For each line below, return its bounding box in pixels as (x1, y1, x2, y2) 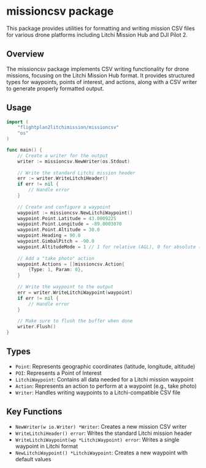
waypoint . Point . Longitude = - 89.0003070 (17, 221, 122, 228)
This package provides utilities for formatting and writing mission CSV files (6, 25, 195, 32)
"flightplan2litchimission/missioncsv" (17, 125, 120, 131)
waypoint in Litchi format (15, 442, 78, 450)
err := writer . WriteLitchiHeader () (17, 175, 109, 182)
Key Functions (6, 407, 63, 417)
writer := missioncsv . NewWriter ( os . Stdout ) (17, 158, 131, 164)
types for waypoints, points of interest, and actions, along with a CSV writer (6, 78, 197, 85)
